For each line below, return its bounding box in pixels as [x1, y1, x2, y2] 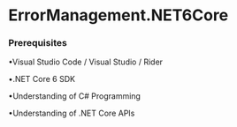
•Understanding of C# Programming [8, 91, 141, 101]
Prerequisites [8, 37, 67, 49]
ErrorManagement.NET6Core [8, 5, 229, 26]
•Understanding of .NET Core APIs [8, 108, 135, 119]
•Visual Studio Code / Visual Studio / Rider [8, 56, 164, 67]
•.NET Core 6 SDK [8, 74, 76, 85]
